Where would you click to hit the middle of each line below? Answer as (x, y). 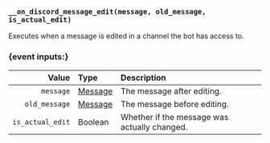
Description (143, 77)
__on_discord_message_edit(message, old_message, (107, 12)
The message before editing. (174, 104)
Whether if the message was (174, 117)
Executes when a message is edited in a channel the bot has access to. (126, 36)
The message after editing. (171, 91)
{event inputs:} (39, 57)
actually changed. (154, 127)
